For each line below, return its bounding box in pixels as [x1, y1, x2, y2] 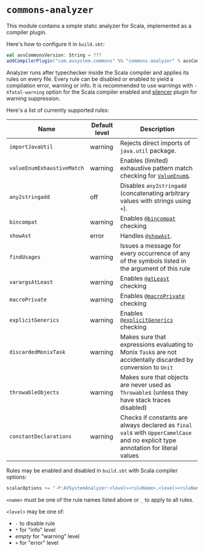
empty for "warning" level [15, 532, 80, 539]
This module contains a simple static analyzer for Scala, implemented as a [6, 22, 192, 29]
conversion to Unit [120, 363, 174, 372]
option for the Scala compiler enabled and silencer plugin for [46, 88, 198, 95]
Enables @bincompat [120, 214, 176, 223]
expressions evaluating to [120, 340, 193, 348]
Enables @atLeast [120, 274, 170, 282]
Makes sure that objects [120, 373, 189, 381]
